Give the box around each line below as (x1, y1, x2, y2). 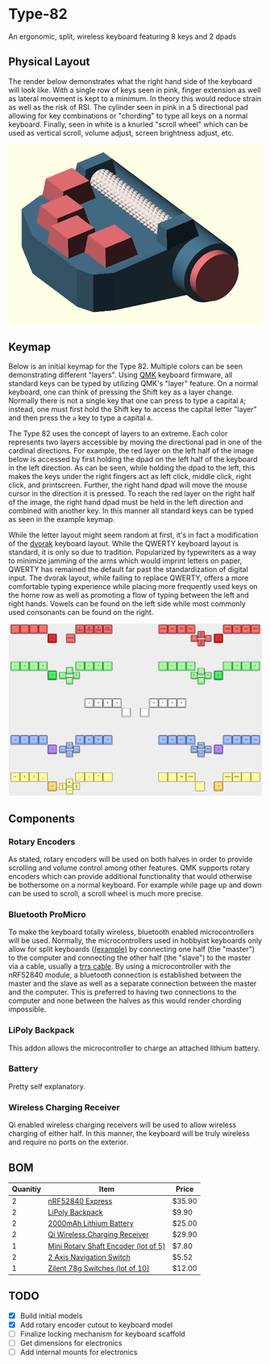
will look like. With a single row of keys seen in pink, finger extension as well (8, 85, 261, 95)
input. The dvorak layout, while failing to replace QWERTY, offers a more (8, 573, 249, 583)
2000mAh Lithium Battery (48, 1219, 135, 1228)
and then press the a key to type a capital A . (8, 413, 153, 423)
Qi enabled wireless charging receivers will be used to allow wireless (8, 1120, 237, 1130)
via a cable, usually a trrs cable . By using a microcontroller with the (8, 962, 231, 971)
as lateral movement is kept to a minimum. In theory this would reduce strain (8, 94, 262, 103)
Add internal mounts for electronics (19, 1347, 138, 1357)
